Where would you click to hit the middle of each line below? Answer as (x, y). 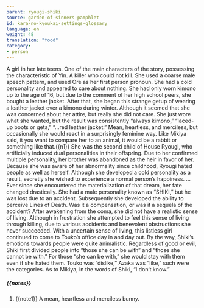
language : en (23, 29)
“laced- (185, 121)
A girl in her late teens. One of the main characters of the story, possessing (100, 69)
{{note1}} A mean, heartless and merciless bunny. (77, 298)
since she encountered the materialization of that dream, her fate (101, 185)
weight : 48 (20, 35)
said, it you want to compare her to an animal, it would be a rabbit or (92, 140)
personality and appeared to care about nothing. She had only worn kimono (101, 88)
